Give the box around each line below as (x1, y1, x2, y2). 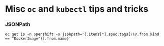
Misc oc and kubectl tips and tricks (5, 3, 149, 15)
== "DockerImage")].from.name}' (5, 36, 71, 41)
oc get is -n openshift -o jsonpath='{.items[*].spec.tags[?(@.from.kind (5, 32, 160, 37)
